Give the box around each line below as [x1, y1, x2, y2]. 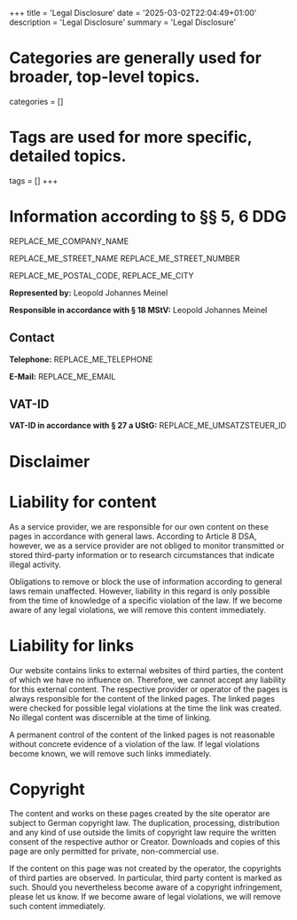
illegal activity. [9, 559, 62, 570]
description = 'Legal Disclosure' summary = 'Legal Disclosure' [9, 17, 237, 28]
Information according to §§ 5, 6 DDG [9, 207, 286, 227]
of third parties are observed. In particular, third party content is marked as [9, 873, 283, 884]
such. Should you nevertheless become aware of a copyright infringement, [9, 882, 283, 892]
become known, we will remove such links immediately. [9, 748, 212, 759]
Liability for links [9, 635, 135, 656]
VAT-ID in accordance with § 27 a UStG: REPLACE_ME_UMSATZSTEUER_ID [9, 421, 286, 431]
